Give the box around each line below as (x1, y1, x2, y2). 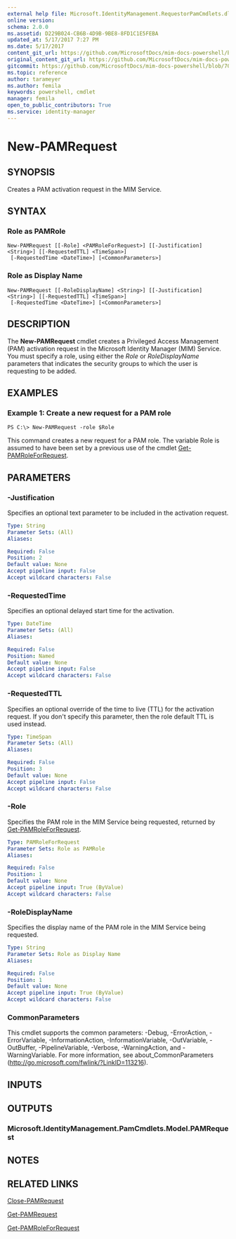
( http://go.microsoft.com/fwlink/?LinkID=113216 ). (7, 1058, 149, 1067)
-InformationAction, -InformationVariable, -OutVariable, (48, 1036, 209, 1044)
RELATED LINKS (7, 1178, 79, 1190)
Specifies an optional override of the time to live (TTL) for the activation (7, 704, 214, 713)
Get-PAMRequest (7, 1210, 58, 1219)
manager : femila (7, 96, 55, 103)
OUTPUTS (7, 1103, 53, 1115)
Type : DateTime (7, 620, 52, 627)
